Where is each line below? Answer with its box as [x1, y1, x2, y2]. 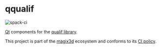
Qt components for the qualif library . [5, 29, 78, 34]
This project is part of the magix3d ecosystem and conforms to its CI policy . [5, 38, 157, 44]
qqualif [5, 3, 34, 15]
